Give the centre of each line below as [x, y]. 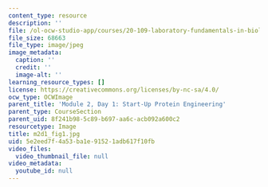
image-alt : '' [39, 75]
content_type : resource [48, 16]
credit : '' [33, 68]
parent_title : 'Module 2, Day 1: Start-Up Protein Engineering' [117, 104]
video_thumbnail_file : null [62, 156]
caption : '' [35, 60]
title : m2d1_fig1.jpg [44, 134]
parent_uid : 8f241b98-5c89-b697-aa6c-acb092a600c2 [94, 119]
